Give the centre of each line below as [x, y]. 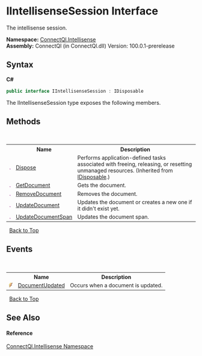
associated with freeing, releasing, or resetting [135, 164]
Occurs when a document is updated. [116, 286]
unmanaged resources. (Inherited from [125, 170]
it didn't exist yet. [99, 208]
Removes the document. [107, 193]
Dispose [26, 167]
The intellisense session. [37, 28]
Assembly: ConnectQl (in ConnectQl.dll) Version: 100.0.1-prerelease [90, 46]
